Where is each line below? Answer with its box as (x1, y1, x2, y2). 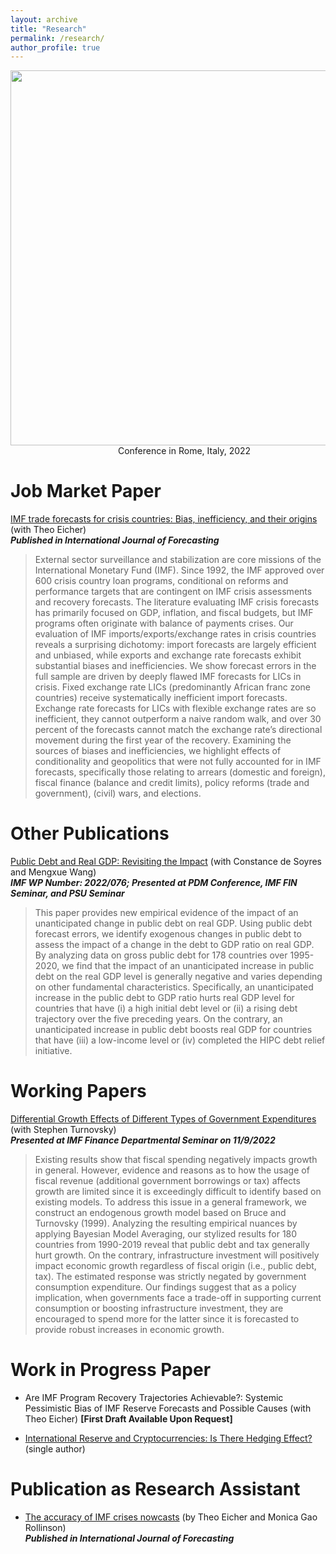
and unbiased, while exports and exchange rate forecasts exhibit (34, 649, 302, 661)
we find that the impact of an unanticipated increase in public (61, 960, 315, 972)
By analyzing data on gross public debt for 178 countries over (34, 949, 288, 961)
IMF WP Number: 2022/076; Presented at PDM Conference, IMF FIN (10, 877, 298, 889)
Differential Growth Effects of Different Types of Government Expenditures (10, 1113, 317, 1125)
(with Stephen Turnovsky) (10, 1124, 117, 1136)
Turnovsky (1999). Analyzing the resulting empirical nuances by (34, 1217, 298, 1230)
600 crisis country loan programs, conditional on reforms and (34, 575, 289, 587)
